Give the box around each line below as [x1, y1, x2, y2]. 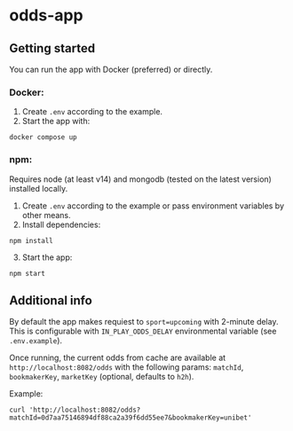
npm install [9, 236, 53, 245]
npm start [9, 269, 46, 278]
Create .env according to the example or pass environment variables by [21, 200, 285, 211]
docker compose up [9, 133, 77, 142]
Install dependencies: [21, 219, 101, 230]
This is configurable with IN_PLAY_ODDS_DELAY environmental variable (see [9, 325, 277, 337]
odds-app [9, 5, 83, 26]
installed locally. [9, 183, 68, 193]
